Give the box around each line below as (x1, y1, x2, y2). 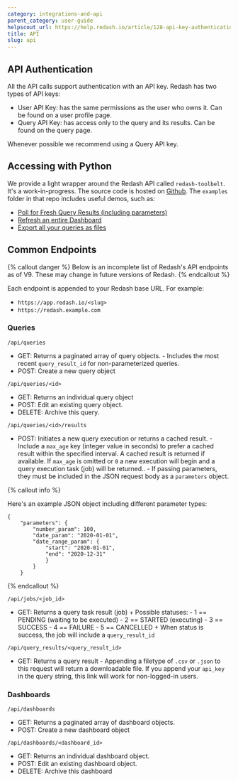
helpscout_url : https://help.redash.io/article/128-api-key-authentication (7, 23, 236, 31)
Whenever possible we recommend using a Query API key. (7, 139, 178, 148)
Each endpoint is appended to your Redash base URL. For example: (7, 284, 204, 292)
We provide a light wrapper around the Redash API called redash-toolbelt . (7, 179, 225, 188)
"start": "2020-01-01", (45, 544, 115, 551)
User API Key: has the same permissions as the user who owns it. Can (17, 103, 222, 112)
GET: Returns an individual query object (17, 392, 134, 402)
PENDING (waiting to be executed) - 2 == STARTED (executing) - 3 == (17, 615, 223, 624)
